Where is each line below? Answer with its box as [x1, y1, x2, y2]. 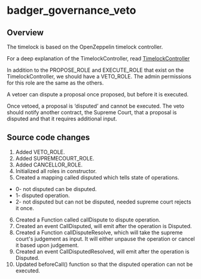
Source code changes [7, 132, 90, 142]
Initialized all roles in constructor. [15, 167, 97, 174]
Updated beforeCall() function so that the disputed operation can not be [15, 260, 193, 268]
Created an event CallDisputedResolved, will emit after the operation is [15, 248, 190, 255]
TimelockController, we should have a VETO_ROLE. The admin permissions [7, 73, 192, 80]
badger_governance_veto [7, 4, 136, 17]
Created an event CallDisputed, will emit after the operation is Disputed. [15, 222, 192, 229]
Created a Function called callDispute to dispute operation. [15, 216, 161, 223]
